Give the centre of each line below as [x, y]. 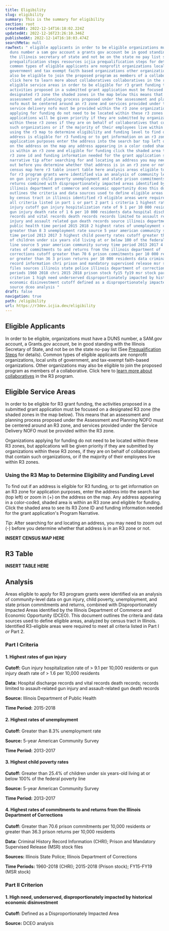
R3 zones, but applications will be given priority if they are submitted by [79, 446]
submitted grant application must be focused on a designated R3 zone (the [83, 409]
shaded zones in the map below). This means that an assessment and [77, 415]
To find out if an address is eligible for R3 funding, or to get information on [82, 486]
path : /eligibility [26, 301]
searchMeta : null [23, 43]
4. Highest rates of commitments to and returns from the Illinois [73, 810]
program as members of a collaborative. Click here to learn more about [79, 371]
